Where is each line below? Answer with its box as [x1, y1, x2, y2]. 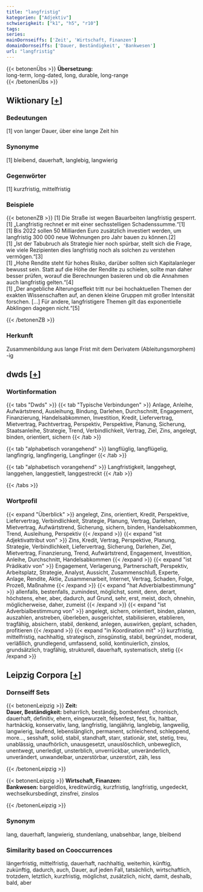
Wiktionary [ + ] [6, 95, 62, 106]
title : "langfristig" [6, 8, 61, 15]
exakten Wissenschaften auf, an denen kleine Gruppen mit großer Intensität [6, 292, 195, 299]
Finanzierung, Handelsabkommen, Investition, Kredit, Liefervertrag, [6, 414, 174, 422]
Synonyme [6, 143, 39, 151]
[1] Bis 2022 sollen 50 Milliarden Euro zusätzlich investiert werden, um [6, 227, 182, 234]
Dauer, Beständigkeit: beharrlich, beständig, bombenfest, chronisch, [6, 708, 179, 716]
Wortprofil [6, 497, 38, 505]
